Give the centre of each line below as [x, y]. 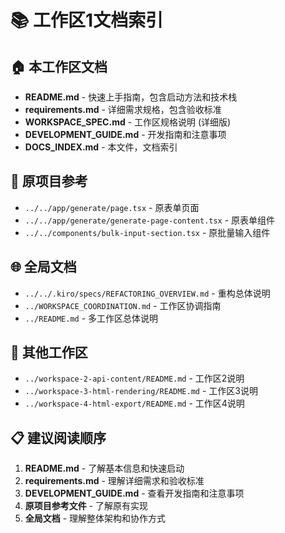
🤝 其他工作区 [49, 352]
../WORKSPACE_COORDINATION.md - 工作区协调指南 [123, 305]
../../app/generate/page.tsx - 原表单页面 [112, 207]
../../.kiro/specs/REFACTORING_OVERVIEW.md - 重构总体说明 [147, 293]
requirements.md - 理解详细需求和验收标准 [114, 481]
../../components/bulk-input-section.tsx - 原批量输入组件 [147, 232]
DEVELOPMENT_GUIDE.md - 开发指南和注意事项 [125, 134]
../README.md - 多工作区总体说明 [91, 318]
